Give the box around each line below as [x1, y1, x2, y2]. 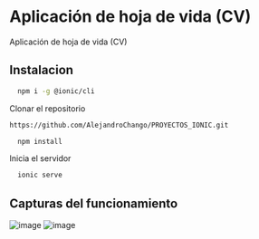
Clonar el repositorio [9, 102, 86, 114]
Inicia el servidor [9, 153, 72, 164]
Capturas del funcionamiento [9, 196, 178, 211]
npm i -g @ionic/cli [17, 86, 95, 96]
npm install [17, 137, 63, 146]
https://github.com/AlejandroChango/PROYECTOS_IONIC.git [9, 120, 229, 129]
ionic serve [17, 170, 63, 180]
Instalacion [9, 62, 74, 78]
